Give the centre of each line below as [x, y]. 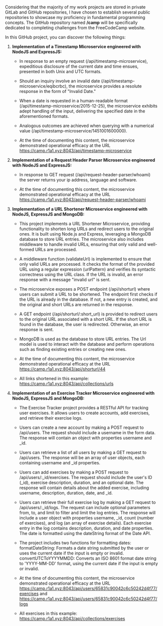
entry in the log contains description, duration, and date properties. [86, 528]
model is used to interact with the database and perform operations [87, 344]
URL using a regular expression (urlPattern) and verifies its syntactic [88, 269]
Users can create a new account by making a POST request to [81, 427]
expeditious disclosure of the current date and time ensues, [79, 66]
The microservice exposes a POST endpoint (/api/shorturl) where [85, 289]
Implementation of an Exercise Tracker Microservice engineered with [83, 393]
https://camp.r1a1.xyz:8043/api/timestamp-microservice [75, 151]
